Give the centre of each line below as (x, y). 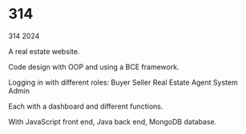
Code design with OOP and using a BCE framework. (94, 67)
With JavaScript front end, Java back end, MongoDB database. (113, 121)
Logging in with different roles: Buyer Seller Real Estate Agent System (123, 82)
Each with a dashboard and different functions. (86, 106)
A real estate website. (44, 51)
